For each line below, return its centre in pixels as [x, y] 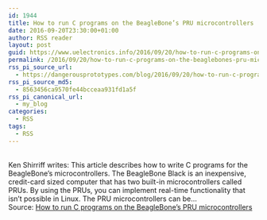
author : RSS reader [41, 38]
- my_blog [31, 104]
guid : [17, 52]
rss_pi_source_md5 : [41, 82]
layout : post [30, 45]
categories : [28, 112]
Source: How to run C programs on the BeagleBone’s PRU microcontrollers [130, 206]
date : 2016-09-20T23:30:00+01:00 [64, 30]
